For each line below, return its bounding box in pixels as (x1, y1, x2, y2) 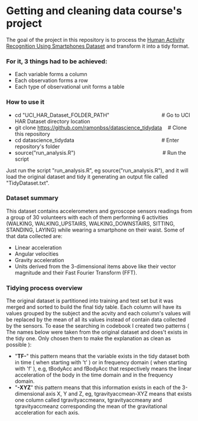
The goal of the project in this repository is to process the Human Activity (6, 36, 185, 43)
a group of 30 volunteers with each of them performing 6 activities (6, 214, 168, 221)
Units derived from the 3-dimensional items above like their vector (14, 263, 176, 270)
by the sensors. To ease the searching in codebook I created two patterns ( (6, 322, 190, 329)
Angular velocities (14, 250, 59, 257)
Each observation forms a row (14, 77, 89, 84)
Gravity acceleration (14, 256, 64, 263)
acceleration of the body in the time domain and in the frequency (14, 371, 173, 378)
